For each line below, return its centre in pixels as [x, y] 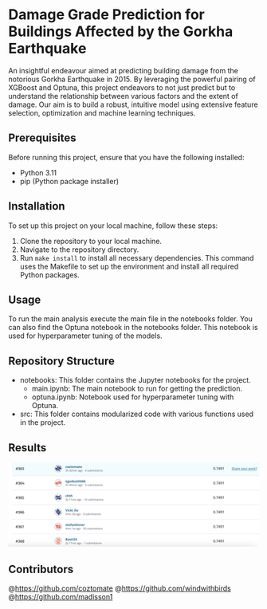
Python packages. [49, 275]
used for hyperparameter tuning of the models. [85, 336]
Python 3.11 [38, 172]
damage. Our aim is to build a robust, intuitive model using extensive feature [133, 104]
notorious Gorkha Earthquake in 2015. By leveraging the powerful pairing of [132, 79]
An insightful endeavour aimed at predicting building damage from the [124, 70]
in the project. [43, 422]
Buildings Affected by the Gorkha [121, 31]
